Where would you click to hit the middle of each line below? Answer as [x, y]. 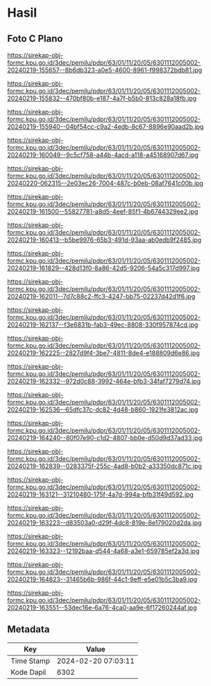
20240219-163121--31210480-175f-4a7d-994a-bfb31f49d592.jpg [101, 494]
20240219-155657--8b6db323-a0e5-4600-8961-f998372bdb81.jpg [105, 70]
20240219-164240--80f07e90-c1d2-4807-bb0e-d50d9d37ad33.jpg [105, 438]
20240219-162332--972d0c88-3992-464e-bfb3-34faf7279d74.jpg [104, 381]
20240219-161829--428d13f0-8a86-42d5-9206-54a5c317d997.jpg [103, 268]
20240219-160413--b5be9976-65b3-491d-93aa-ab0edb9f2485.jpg [104, 240]
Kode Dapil [28, 672]
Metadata [28, 629]
